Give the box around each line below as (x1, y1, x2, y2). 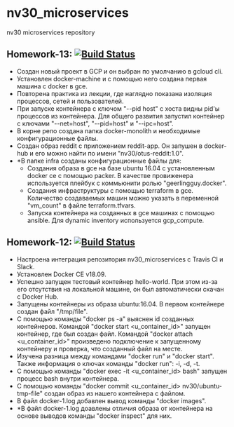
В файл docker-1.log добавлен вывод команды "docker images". (16, 396, 207, 405)
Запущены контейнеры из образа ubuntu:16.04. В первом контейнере (16, 299, 225, 308)
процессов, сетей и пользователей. (16, 97, 124, 105)
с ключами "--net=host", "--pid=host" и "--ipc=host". (16, 119, 174, 128)
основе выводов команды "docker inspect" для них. (16, 412, 172, 420)
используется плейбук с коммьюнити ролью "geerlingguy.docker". (27, 179, 227, 187)
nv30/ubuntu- (182, 381, 222, 390)
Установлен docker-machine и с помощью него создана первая (16, 74, 207, 83)
